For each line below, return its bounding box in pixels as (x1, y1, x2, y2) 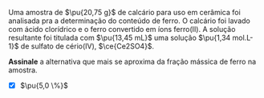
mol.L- (232, 33, 254, 42)
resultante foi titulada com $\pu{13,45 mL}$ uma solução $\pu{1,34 (8, 33, 231, 42)
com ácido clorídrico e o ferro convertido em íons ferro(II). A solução (8, 25, 236, 33)
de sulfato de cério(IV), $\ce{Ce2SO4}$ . (20, 41, 155, 51)
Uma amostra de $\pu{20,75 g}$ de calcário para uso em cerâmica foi (8, 8, 241, 17)
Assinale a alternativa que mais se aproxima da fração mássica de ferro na (8, 57, 257, 66)
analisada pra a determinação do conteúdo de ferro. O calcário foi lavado (8, 16, 250, 25)
